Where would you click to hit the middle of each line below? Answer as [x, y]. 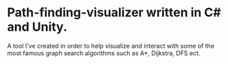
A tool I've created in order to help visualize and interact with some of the [111, 46]
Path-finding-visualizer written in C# [114, 13]
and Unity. [37, 27]
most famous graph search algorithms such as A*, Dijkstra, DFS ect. [104, 53]
